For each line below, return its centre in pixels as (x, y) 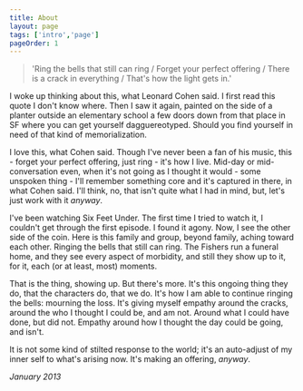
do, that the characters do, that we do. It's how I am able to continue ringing (151, 293)
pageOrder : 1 (34, 43)
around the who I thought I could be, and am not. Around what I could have (150, 313)
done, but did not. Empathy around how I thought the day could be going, (147, 322)
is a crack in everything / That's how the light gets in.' (132, 79)
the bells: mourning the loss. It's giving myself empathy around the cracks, (149, 303)
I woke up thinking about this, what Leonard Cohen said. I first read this (142, 96)
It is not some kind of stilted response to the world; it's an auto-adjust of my (151, 349)
